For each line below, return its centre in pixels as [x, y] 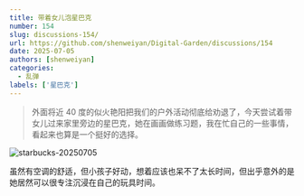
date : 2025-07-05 [42, 51]
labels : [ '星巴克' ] [44, 85]
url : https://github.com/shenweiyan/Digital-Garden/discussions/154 [141, 43]
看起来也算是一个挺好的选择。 [87, 134]
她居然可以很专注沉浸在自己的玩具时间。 [85, 182]
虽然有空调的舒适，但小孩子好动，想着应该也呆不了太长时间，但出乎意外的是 [152, 171]
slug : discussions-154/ [54, 34]
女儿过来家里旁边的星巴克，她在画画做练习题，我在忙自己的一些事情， [162, 123]
